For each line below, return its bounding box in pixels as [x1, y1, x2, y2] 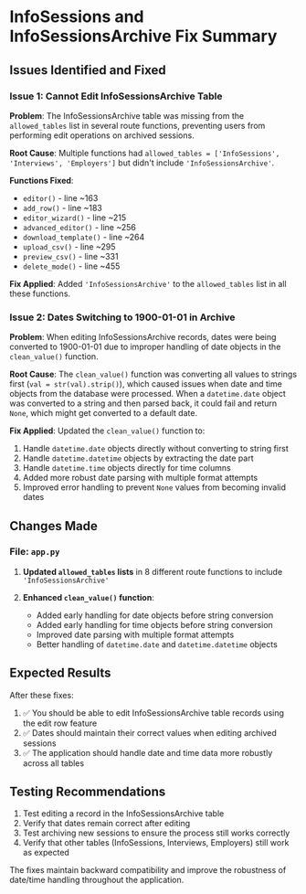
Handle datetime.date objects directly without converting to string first [22, 443, 290, 454]
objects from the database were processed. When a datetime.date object [9, 388, 286, 399]
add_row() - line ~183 [22, 202, 102, 213]
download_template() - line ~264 [22, 231, 145, 242]
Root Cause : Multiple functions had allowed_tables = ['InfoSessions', [9, 147, 280, 158]
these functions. [9, 288, 71, 299]
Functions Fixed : [9, 175, 74, 186]
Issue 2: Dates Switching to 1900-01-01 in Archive [9, 311, 236, 324]
